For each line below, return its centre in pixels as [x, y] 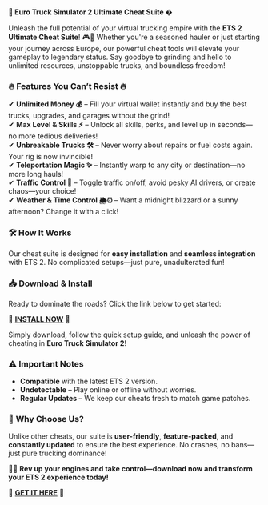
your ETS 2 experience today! [59, 477]
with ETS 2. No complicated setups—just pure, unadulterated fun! [116, 262]
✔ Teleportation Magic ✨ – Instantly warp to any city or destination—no [127, 165]
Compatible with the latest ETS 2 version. [89, 381]
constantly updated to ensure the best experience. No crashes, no [119, 445]
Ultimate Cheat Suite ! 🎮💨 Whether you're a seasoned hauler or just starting [134, 37]
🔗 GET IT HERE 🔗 [36, 493]
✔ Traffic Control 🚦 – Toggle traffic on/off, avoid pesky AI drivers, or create [132, 182]
